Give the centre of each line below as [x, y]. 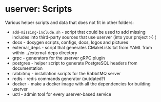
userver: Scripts [39, 9]
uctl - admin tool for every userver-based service [61, 94]
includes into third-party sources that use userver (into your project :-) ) [84, 37]
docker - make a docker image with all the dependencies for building [81, 83]
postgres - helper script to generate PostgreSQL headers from [75, 63]
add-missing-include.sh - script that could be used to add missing [79, 32]
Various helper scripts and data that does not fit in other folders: [70, 22]
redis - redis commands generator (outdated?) [59, 79]
